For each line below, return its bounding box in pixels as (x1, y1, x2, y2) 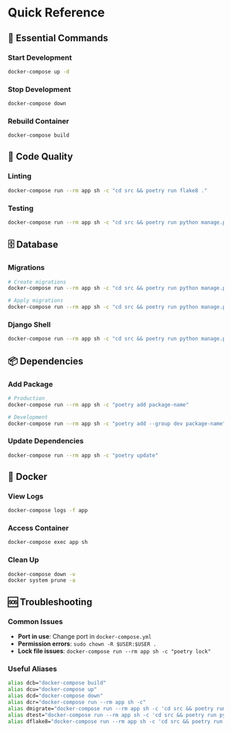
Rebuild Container (8, 116, 69, 126)
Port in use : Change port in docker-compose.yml (17, 632, 152, 641)
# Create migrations (8, 278, 67, 286)
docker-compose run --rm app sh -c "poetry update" (8, 452, 158, 459)
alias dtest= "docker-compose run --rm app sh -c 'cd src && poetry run (8, 711, 217, 718)
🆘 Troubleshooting (8, 596, 93, 608)
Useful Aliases (8, 664, 58, 674)
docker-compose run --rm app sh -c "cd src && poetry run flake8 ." (8, 187, 208, 194)
